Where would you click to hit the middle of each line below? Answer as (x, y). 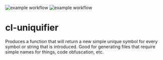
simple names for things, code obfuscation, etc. (54, 52)
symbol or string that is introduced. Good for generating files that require (80, 47)
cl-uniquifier (32, 28)
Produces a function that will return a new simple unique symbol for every (81, 41)
